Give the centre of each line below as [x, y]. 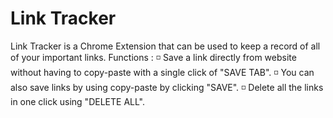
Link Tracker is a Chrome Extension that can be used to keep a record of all [165, 46]
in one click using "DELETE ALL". [78, 101]
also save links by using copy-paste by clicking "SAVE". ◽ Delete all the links [167, 87]
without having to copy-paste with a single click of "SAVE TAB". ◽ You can [162, 72]
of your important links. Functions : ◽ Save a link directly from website [153, 57]
